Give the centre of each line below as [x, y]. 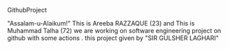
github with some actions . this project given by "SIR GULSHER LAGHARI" [113, 38]
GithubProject [27, 10]
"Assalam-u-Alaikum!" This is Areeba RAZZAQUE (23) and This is [101, 23]
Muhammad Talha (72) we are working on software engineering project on [114, 31]
